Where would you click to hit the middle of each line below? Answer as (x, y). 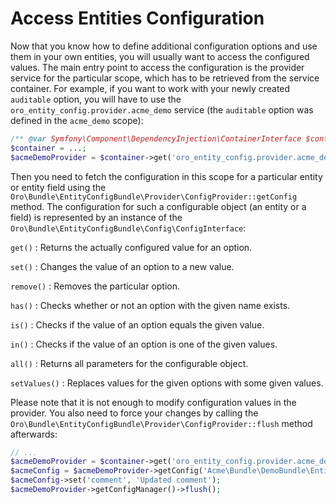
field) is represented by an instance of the (96, 217)
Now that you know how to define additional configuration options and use (164, 46)
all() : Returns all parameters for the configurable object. (129, 363)
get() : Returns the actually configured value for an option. (131, 247)
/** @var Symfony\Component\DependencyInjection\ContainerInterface (156, 138)
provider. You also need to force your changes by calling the (134, 413)
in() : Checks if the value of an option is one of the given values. (144, 344)
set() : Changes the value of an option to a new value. (122, 266)
